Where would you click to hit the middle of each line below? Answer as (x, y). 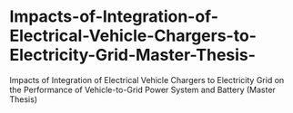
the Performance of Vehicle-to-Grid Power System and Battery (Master (142, 89)
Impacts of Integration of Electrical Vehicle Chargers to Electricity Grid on (147, 80)
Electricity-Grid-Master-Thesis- (133, 55)
